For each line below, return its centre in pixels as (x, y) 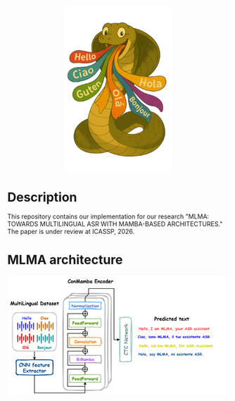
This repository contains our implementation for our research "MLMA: (108, 216)
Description (42, 197)
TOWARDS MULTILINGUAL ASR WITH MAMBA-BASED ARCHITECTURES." (115, 224)
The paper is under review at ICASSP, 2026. (71, 232)
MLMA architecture (65, 260)
